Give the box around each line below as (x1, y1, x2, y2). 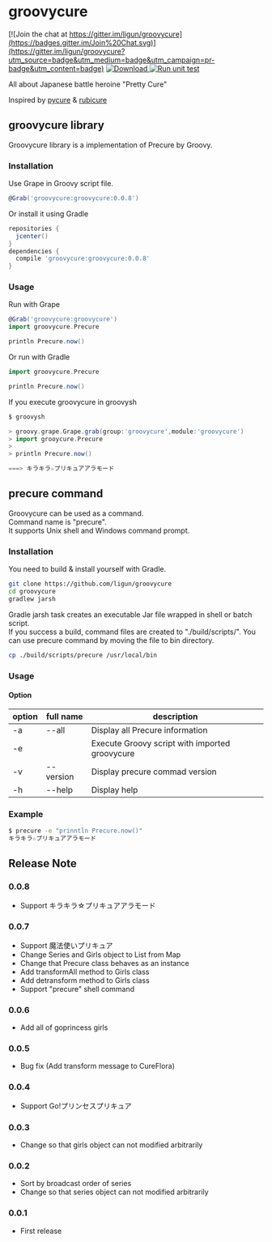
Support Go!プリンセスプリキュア (19, 1100, 132, 1111)
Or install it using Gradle (8, 209, 89, 219)
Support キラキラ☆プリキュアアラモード (19, 900, 156, 910)
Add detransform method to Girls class (19, 975, 150, 985)
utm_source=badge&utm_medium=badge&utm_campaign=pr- (8, 55, 215, 65)
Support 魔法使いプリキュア (19, 940, 113, 950)
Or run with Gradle (8, 352, 70, 362)
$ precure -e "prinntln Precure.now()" (8, 827, 143, 836)
